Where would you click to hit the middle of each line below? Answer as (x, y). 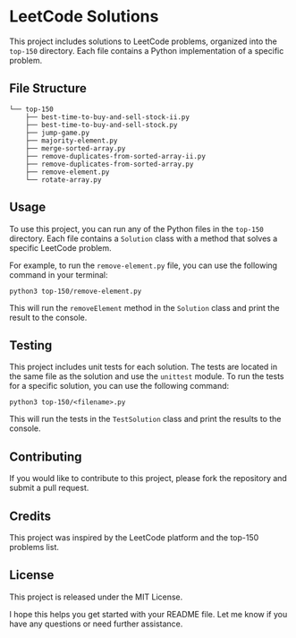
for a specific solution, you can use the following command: (119, 386)
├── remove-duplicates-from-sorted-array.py (110, 164)
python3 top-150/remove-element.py (76, 291)
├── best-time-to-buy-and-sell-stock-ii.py (108, 117)
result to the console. (48, 317)
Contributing (46, 457)
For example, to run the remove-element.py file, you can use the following (144, 265)
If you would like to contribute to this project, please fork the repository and (148, 478)
